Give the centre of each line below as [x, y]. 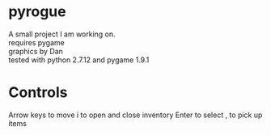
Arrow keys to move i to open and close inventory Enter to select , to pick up [135, 115]
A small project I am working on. [62, 34]
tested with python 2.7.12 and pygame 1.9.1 [79, 60]
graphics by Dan [36, 51]
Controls [38, 93]
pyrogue [37, 12]
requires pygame [36, 42]
